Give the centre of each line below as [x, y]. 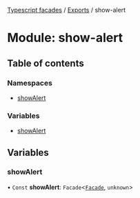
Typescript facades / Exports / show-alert [67, 10]
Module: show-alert [65, 38]
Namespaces [30, 83]
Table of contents [46, 63]
